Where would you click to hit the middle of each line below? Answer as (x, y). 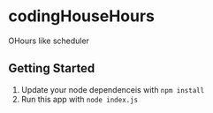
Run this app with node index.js (80, 99)
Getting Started (52, 68)
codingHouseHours (82, 16)
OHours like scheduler (49, 41)
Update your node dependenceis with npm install (113, 89)
